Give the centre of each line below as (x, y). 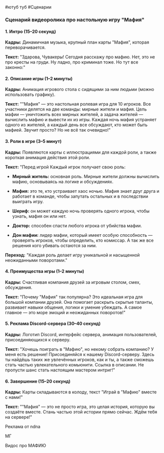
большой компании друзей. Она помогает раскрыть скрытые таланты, (79, 302)
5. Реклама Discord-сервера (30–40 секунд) (53, 324)
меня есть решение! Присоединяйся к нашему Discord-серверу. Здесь (80, 354)
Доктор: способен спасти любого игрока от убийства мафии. (77, 226)
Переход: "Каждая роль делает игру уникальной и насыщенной (72, 255)
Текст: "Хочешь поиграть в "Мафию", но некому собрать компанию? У (80, 349)
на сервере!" (19, 417)
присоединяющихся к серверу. (38, 340)
